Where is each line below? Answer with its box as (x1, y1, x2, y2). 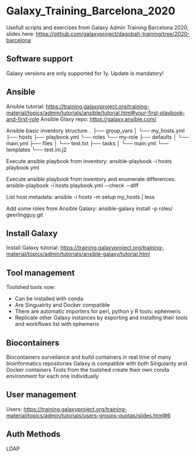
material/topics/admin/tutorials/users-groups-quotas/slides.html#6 (6, 412, 171, 419)
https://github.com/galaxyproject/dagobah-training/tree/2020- (35, 30, 190, 37)
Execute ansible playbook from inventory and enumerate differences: (6, 175, 176, 182)
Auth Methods (6, 429, 61, 439)
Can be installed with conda (14, 295, 83, 302)
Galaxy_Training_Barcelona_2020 (6, 4, 176, 18)
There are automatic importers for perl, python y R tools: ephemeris (14, 308, 181, 315)
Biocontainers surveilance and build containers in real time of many (6, 353, 172, 360)
